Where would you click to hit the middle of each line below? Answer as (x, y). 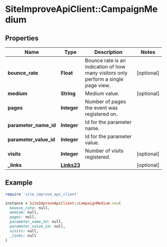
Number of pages (106, 102)
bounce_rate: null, (30, 208)
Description (108, 52)
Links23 (70, 165)
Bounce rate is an (105, 61)
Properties (22, 38)
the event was (101, 108)
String (68, 93)
